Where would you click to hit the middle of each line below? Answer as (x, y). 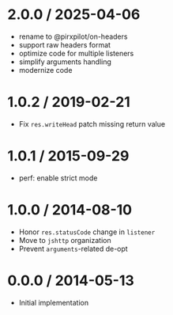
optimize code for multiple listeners (76, 53)
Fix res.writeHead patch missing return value (92, 123)
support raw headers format (65, 44)
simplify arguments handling (65, 62)
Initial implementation (54, 302)
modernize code (45, 70)
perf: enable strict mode (58, 178)
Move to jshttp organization (65, 240)
